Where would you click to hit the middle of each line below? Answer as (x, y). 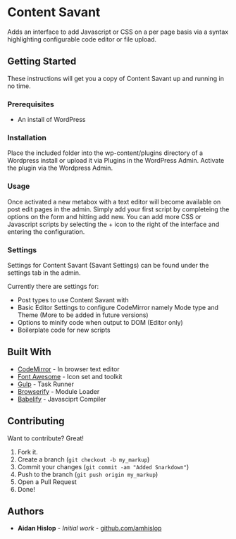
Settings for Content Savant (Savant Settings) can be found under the (108, 265)
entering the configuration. (46, 231)
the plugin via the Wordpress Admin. (60, 168)
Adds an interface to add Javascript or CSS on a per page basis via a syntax (118, 32)
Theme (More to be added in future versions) (83, 315)
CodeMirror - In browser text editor (68, 369)
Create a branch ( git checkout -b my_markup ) (83, 459)
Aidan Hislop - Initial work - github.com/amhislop (89, 528)
